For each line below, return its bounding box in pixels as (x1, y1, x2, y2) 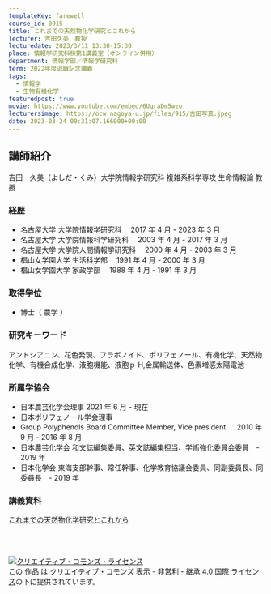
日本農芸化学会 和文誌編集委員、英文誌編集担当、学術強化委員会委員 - (19, 442, 260, 452)
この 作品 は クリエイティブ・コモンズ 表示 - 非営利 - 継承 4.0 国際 (8, 566, 229, 576)
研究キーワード (8, 330, 67, 341)
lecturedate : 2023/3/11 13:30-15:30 (8, 42, 132, 50)
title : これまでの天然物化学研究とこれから (8, 27, 137, 35)
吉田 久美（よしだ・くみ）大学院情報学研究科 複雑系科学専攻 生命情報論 (8, 172, 254, 182)
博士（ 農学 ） (19, 307, 67, 317)
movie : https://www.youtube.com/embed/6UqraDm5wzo (8, 102, 183, 110)
